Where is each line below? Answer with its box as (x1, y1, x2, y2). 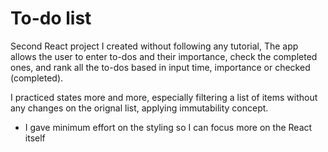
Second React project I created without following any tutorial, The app (10, 40, 299, 52)
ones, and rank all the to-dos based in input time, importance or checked (10, 61, 311, 73)
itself (24, 132, 46, 144)
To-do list (10, 7, 92, 30)
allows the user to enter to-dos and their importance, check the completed (10, 50, 318, 62)
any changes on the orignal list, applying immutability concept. (10, 102, 269, 114)
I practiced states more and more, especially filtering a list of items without (10, 91, 318, 103)
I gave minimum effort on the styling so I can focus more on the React (24, 121, 313, 133)
